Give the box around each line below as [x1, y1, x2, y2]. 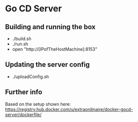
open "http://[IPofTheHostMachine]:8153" [12, 46, 98, 52]
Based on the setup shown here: [5, 101, 71, 107]
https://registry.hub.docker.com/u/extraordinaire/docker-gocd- [5, 106, 133, 112]
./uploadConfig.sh [12, 74, 49, 80]
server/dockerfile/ [5, 112, 42, 118]
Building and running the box [5, 23, 96, 31]
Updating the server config [5, 60, 90, 69]
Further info [5, 88, 43, 96]
